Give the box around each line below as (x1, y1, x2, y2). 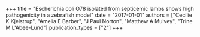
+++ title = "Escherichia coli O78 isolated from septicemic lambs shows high (5, 5, 194, 12)
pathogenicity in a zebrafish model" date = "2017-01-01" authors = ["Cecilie (5, 11, 193, 18)
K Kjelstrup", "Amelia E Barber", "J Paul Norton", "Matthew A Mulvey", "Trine (5, 18, 193, 24)
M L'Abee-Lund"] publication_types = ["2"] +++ (5, 24, 123, 31)
